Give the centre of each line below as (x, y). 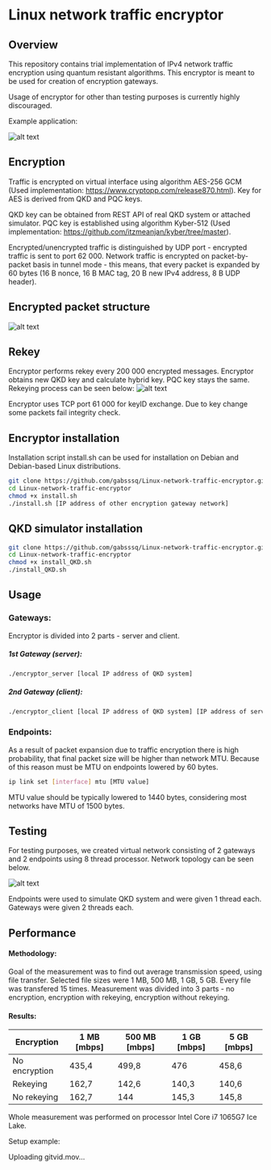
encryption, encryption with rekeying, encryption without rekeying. (119, 997)
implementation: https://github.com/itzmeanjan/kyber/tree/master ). (120, 231)
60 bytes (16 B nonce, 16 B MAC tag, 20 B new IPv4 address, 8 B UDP (124, 273)
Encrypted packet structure (79, 307)
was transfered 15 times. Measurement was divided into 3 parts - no (122, 989)
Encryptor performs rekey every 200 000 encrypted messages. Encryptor (131, 371)
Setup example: (34, 1142)
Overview (33, 45)
